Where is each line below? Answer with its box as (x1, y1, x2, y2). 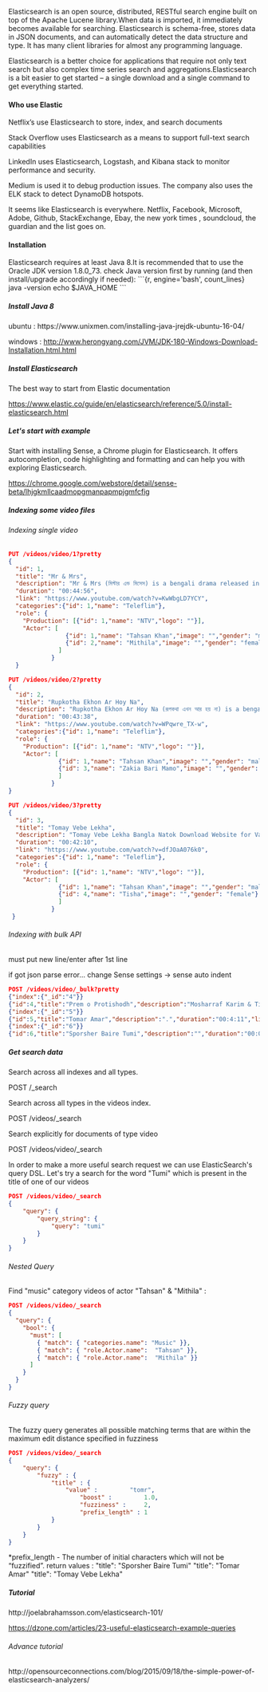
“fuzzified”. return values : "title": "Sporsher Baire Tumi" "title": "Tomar (8, 1561, 240, 1571)
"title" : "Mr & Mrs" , (15, 572, 88, 581)
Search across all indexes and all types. (8, 1067, 138, 1077)
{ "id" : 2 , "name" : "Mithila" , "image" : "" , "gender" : (65, 639, 238, 647)
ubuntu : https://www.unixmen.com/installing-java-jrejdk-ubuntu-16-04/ (8, 321, 245, 331)
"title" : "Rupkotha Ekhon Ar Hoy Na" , (15, 698, 145, 706)
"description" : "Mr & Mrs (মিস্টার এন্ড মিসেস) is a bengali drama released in (15, 580, 260, 588)
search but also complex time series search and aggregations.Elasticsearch (8, 65, 257, 74)
